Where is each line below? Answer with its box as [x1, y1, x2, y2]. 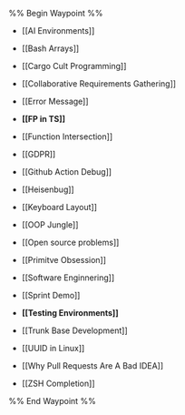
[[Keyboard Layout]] [21, 202, 97, 212]
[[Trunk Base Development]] [21, 325, 128, 336]
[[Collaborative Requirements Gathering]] [21, 78, 177, 89]
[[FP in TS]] [21, 114, 65, 124]
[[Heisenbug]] [21, 184, 74, 195]
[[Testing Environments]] [21, 308, 119, 318]
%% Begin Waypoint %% [8, 8, 103, 18]
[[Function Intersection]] [21, 131, 113, 142]
